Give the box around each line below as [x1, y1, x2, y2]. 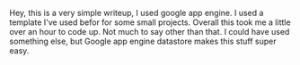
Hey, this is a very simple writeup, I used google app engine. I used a [9, 8, 264, 18]
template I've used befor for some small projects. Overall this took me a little [9, 17, 291, 28]
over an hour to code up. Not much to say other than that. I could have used [9, 27, 290, 37]
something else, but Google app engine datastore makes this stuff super [9, 36, 277, 46]
